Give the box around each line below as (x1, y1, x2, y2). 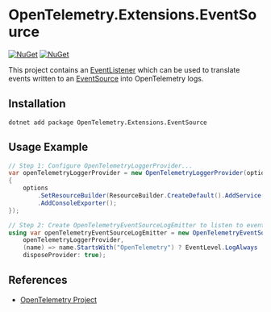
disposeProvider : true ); (23, 252, 106, 260)
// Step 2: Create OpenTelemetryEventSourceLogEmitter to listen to (8, 221, 244, 229)
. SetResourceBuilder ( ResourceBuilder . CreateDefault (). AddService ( (37, 192, 265, 200)
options (23, 184, 48, 193)
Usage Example (8, 140, 89, 154)
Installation (8, 97, 66, 110)
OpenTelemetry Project (19, 294, 98, 304)
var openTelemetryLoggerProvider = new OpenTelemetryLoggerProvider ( (8, 169, 248, 177)
